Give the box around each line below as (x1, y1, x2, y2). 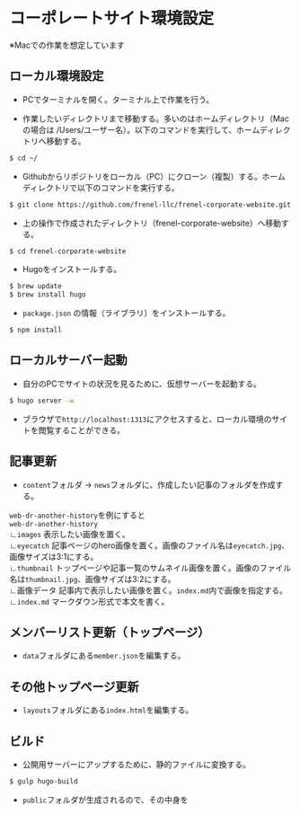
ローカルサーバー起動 (9, 352, 128, 368)
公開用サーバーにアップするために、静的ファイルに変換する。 (22, 758, 251, 769)
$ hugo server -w (9, 396, 75, 405)
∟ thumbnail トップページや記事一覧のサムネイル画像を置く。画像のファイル (9, 562, 292, 573)
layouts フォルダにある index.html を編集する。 (22, 704, 194, 715)
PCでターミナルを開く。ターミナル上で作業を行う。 (22, 93, 215, 104)
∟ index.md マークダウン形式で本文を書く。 (9, 596, 170, 606)
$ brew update (9, 282, 63, 291)
